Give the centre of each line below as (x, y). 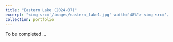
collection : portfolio (30, 19)
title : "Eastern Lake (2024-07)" (41, 10)
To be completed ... (26, 34)
